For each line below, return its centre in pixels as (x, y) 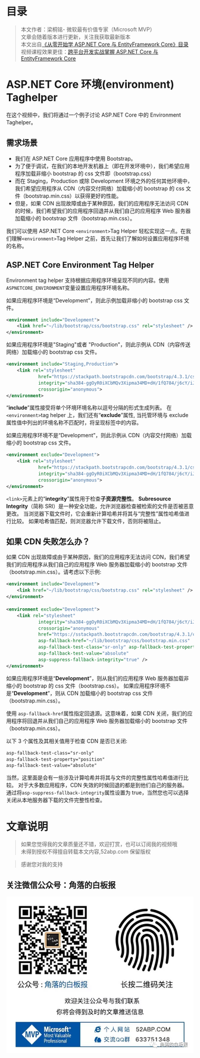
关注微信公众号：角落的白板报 (61, 885)
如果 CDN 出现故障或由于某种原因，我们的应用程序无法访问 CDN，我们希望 (98, 557)
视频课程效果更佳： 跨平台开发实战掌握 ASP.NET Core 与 (90, 51)
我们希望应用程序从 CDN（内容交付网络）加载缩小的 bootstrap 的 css (99, 188)
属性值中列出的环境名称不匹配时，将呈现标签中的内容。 (74, 423)
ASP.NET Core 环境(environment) (90, 85)
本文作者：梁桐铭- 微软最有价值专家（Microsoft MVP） (88, 29)
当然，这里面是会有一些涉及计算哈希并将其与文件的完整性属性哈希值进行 (95, 778)
